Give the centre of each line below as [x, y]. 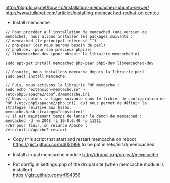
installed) [22, 170]
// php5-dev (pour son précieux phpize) [49, 50]
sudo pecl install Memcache [35, 76]
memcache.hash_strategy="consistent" [45, 112]
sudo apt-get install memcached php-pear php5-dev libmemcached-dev [79, 63]
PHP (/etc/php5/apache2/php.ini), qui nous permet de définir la [76, 103]
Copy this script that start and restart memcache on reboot [74, 139]
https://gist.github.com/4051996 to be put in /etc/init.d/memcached [83, 145]
